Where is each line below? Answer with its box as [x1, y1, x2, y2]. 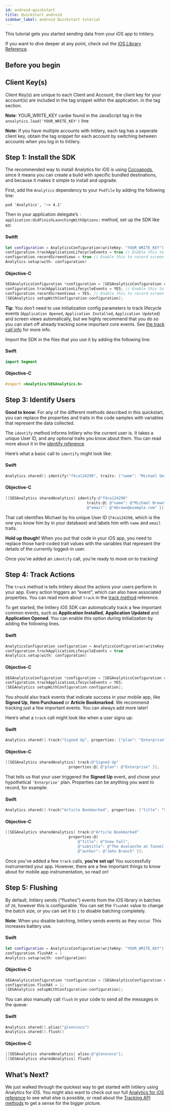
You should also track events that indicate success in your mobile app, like [5, 694, 160, 700]
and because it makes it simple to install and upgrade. [5, 177, 118, 184]
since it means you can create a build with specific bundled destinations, [5, 172, 157, 178]
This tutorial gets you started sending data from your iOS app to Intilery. [5, 31, 155, 37]
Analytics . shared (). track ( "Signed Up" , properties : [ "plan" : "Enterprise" [5, 738, 166, 743]
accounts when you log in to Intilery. [5, 138, 81, 144]
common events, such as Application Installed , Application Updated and [5, 610, 159, 616]
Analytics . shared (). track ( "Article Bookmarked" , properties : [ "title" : [5, 807, 159, 813]
